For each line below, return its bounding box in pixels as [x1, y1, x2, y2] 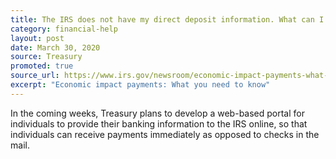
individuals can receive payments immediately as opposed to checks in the [10, 128, 320, 140]
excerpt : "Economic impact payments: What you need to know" [10, 80, 271, 90]
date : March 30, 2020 [10, 42, 101, 53]
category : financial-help [10, 24, 118, 34]
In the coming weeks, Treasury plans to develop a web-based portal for [10, 107, 305, 119]
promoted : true [10, 61, 74, 71]
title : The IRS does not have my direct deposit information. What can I [10, 14, 325, 25]
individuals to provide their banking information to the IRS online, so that [10, 117, 308, 130]
